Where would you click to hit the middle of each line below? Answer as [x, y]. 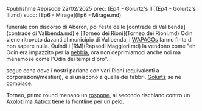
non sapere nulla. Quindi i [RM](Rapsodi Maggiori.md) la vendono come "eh [101, 46]
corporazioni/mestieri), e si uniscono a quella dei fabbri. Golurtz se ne [94, 77]
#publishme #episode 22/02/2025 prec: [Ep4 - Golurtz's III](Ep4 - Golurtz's [101, 9]
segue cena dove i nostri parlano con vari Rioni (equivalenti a [83, 71]
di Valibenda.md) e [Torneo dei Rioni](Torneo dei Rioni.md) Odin [112, 33]
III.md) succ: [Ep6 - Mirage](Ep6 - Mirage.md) [64, 15]
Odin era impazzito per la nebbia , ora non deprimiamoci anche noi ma [94, 52]
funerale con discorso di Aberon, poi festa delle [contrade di [82, 27]
